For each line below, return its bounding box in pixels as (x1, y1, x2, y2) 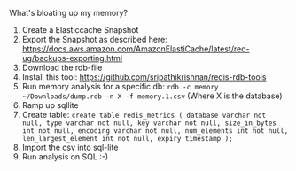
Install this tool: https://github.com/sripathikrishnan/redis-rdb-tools (21, 72, 267, 82)
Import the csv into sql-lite (21, 142, 119, 152)
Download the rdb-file (21, 62, 103, 73)
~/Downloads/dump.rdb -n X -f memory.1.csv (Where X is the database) (21, 90, 283, 101)
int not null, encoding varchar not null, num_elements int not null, (21, 127, 289, 136)
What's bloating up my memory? (9, 8, 129, 18)
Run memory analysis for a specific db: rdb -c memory (21, 82, 219, 91)
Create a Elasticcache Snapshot (21, 25, 139, 35)
